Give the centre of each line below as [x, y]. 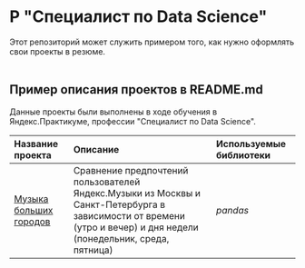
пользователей [107, 182]
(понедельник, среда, [121, 238]
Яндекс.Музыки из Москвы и [137, 193]
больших [34, 210]
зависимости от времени [129, 215]
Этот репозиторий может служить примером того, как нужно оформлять [152, 42]
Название [36, 144]
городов [32, 222]
